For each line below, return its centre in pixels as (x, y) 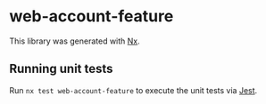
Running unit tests (61, 69)
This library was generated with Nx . (75, 41)
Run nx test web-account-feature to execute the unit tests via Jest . (133, 90)
